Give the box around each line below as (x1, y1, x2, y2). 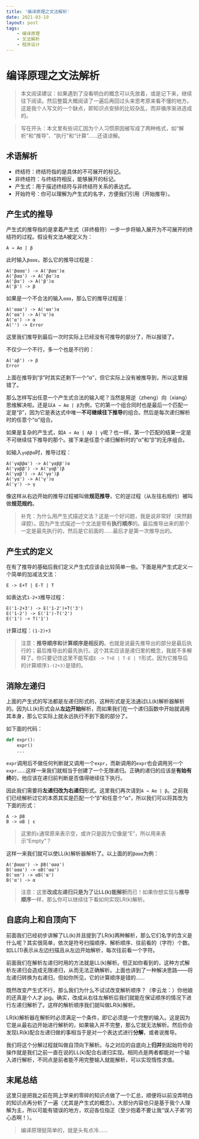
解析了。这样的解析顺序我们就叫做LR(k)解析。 (26, 1001, 139, 1008)
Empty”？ (28, 837, 52, 844)
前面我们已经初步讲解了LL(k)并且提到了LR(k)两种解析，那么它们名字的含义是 (6, 932, 192, 939)
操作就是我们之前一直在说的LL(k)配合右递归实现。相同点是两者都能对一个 (6, 1048, 185, 1055)
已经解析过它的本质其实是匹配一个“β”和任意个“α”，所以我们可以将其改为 (11, 794, 188, 801)
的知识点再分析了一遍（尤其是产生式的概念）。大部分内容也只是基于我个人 (6, 1099, 185, 1106)
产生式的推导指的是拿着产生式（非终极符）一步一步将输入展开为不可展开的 (6, 226, 188, 233)
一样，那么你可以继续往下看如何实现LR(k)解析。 (31, 895, 148, 903)
